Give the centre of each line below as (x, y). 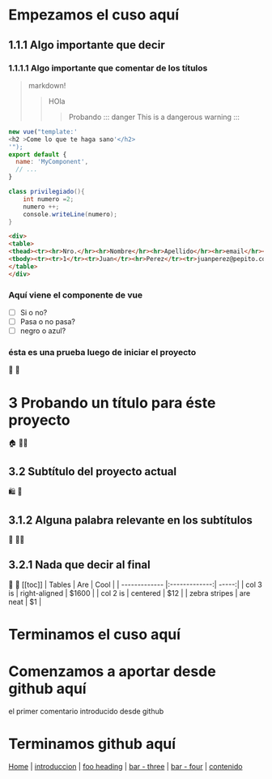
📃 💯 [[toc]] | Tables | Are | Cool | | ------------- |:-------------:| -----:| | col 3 (136, 584)
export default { (38, 154)
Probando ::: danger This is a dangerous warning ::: (154, 117)
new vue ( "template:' (43, 131)
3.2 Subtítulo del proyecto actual (92, 471)
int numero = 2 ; (49, 199)
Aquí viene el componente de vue (76, 295)
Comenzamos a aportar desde (112, 672)
